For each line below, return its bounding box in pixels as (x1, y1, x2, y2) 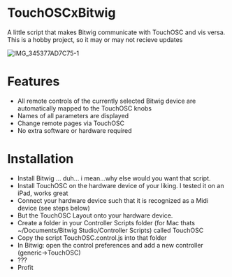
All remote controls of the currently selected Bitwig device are (17, 97, 196, 105)
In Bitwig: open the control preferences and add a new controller (17, 241, 204, 249)
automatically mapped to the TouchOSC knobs (17, 104, 152, 113)
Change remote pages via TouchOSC (17, 119, 125, 127)
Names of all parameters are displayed (17, 111, 129, 120)
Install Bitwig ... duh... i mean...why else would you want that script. (17, 173, 211, 183)
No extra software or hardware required (17, 126, 132, 134)
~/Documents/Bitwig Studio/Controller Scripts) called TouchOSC (17, 226, 204, 234)
